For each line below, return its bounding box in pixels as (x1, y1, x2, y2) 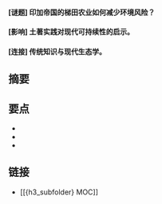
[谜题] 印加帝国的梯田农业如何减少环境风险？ (8, 7, 156, 17)
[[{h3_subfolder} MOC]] (19, 187, 98, 197)
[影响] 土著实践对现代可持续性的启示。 (8, 27, 134, 37)
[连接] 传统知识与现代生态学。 (8, 46, 106, 56)
